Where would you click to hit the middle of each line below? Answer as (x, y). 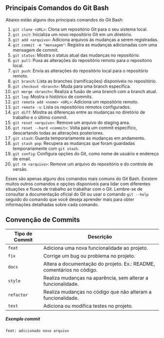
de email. (22, 159)
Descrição (100, 237)
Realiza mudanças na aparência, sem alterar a (96, 278)
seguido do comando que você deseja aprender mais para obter (70, 199)
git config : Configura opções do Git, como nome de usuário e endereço (86, 154)
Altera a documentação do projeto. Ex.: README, (99, 264)
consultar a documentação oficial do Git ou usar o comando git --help (77, 194)
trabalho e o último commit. (40, 117)
